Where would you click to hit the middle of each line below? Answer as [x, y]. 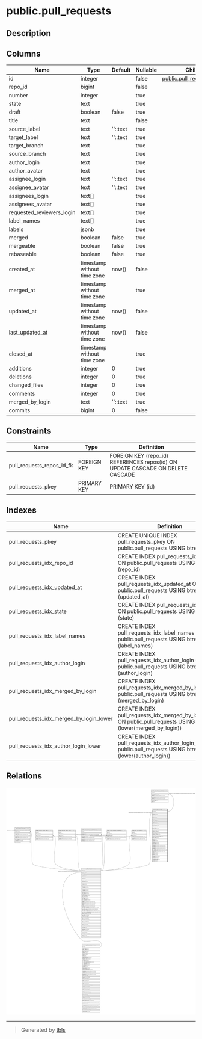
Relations [24, 776]
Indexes [22, 510]
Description [29, 33]
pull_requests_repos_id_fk [41, 465]
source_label [25, 129]
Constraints [29, 431]
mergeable [22, 246]
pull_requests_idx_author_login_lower [55, 746]
